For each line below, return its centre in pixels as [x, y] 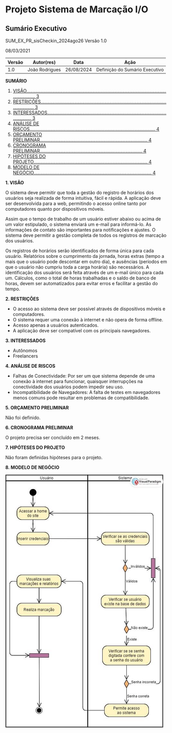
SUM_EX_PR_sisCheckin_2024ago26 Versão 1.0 [56, 41]
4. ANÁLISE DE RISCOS [30, 366]
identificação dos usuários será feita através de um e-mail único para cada [84, 273]
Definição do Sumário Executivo [130, 69]
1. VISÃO [15, 183]
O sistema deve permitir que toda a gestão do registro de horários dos [80, 193]
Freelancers [25, 356]
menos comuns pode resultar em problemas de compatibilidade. [81, 398]
